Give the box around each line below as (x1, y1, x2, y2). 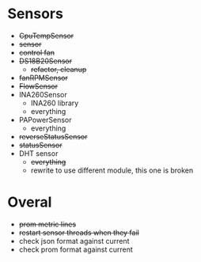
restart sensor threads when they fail (18, 227, 139, 237)
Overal (7, 193, 52, 211)
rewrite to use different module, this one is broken (30, 165, 194, 175)
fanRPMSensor (18, 73, 68, 82)
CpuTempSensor (18, 31, 74, 40)
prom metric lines (18, 219, 77, 229)
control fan (18, 47, 55, 57)
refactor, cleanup (30, 64, 87, 74)
